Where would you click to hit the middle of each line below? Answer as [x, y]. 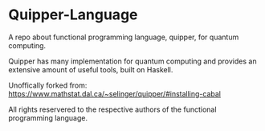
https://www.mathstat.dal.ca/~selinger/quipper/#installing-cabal [114, 93]
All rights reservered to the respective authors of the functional [112, 109]
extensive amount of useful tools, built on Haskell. [91, 69]
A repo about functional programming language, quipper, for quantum [124, 37]
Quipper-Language [73, 15]
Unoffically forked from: [48, 85]
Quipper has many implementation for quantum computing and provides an [132, 61]
